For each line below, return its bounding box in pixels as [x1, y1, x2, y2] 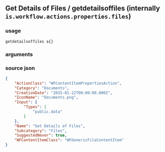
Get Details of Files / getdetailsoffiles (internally [5, 4, 160, 13]
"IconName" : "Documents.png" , [14, 95, 79, 100]
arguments [5, 50, 33, 58]
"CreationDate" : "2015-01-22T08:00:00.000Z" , [14, 90, 113, 95]
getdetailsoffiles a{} [5, 39, 53, 44]
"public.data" [32, 109, 63, 114]
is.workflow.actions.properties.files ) [5, 12, 131, 21]
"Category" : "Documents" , [14, 85, 70, 91]
